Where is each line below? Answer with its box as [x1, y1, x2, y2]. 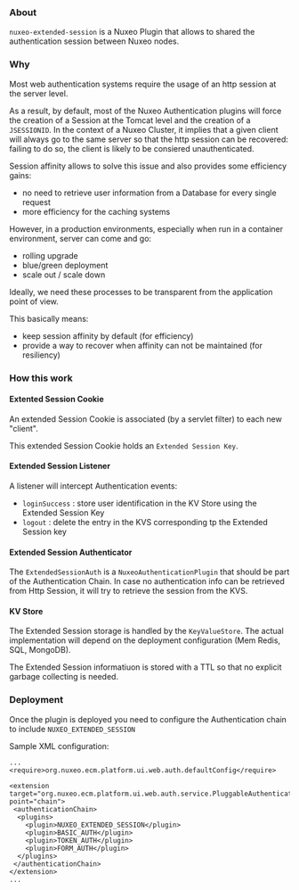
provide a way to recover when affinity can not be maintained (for [21, 340, 263, 350]
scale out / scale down [21, 269, 106, 280]
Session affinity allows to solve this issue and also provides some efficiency [9, 161, 287, 171]
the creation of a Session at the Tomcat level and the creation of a [9, 114, 251, 126]
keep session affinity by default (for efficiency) [21, 330, 194, 341]
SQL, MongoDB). [9, 645, 71, 655]
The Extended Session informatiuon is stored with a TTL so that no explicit [9, 662, 282, 672]
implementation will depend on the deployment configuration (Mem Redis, [9, 635, 281, 646]
